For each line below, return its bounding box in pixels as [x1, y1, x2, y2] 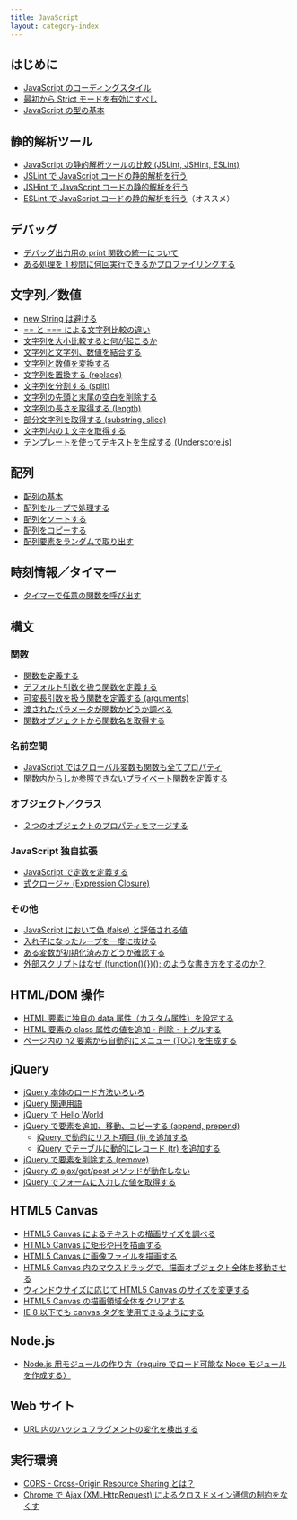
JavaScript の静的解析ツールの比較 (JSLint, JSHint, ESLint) [22, 159, 240, 171]
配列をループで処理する [22, 502, 110, 513]
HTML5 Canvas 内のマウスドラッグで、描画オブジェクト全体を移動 [22, 1261, 272, 1272]
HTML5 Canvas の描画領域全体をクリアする [22, 1295, 186, 1306]
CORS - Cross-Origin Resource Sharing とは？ [22, 1479, 196, 1489]
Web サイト [10, 1398, 75, 1413]
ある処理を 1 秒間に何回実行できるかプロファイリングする [22, 258, 236, 270]
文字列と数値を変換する [22, 358, 110, 368]
